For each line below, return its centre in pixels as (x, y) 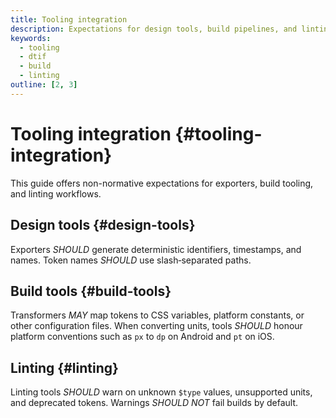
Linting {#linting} (64, 367)
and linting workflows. (56, 193)
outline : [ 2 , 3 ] (44, 85)
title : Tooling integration (69, 19)
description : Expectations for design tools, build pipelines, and (154, 29)
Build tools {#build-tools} (91, 291)
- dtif (33, 57)
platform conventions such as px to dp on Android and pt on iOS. (142, 337)
